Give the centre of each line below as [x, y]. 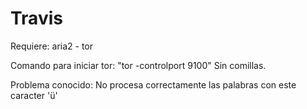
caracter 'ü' [34, 95]
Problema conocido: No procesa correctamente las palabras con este [153, 84]
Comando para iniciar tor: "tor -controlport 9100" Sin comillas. [138, 65]
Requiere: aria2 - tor [52, 46]
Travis [36, 18]
